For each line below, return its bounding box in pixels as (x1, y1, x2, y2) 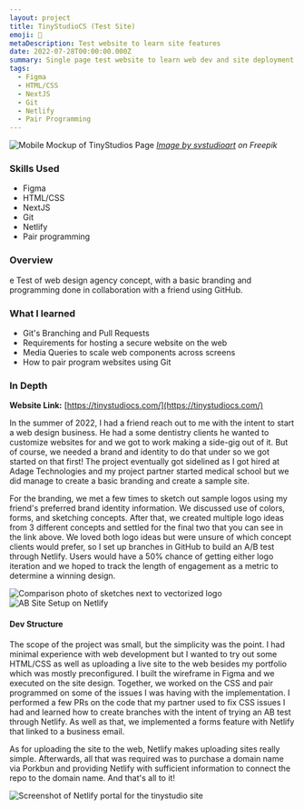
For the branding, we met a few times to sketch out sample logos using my (9, 493, 288, 505)
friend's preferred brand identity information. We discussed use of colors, (9, 503, 286, 514)
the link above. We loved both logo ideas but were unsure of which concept (9, 532, 292, 543)
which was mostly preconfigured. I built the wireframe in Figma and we (9, 667, 275, 678)
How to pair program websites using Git (22, 356, 172, 368)
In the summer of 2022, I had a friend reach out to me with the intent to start (9, 417, 295, 428)
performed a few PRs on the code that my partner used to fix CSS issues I (9, 696, 286, 707)
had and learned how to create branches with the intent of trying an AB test (9, 706, 292, 717)
